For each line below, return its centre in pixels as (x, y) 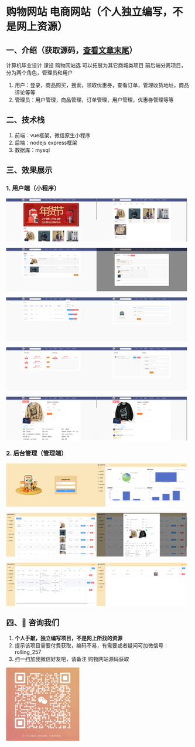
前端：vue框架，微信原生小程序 (52, 135)
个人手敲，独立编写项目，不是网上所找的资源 (69, 638)
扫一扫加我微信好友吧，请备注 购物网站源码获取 (72, 659)
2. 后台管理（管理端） (37, 453)
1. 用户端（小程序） (33, 188)
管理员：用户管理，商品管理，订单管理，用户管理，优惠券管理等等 (94, 100)
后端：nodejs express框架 (46, 142)
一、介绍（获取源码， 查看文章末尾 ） (71, 50)
